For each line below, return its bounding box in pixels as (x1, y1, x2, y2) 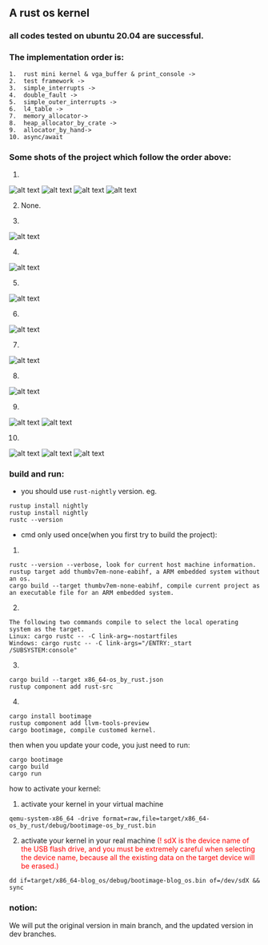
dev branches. (9, 929, 57, 939)
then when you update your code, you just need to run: (9, 740, 190, 750)
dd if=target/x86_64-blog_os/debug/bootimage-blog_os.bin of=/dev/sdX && (9, 877, 261, 885)
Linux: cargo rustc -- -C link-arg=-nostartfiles (9, 632, 178, 640)
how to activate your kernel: (9, 784, 101, 794)
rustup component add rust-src (9, 683, 114, 691)
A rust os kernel (9, 6, 90, 20)
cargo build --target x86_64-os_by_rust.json (9, 676, 163, 684)
